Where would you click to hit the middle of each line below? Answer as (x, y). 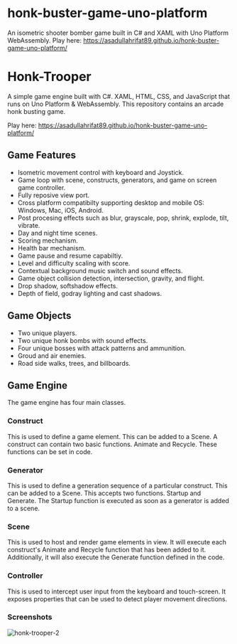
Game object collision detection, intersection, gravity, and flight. (111, 278)
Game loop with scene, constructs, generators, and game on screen (117, 180)
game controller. (42, 187)
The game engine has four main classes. (67, 403)
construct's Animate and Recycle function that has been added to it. (107, 550)
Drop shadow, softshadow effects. (68, 285)
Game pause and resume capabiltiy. (70, 255)
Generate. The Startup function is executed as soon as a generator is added (118, 500)
